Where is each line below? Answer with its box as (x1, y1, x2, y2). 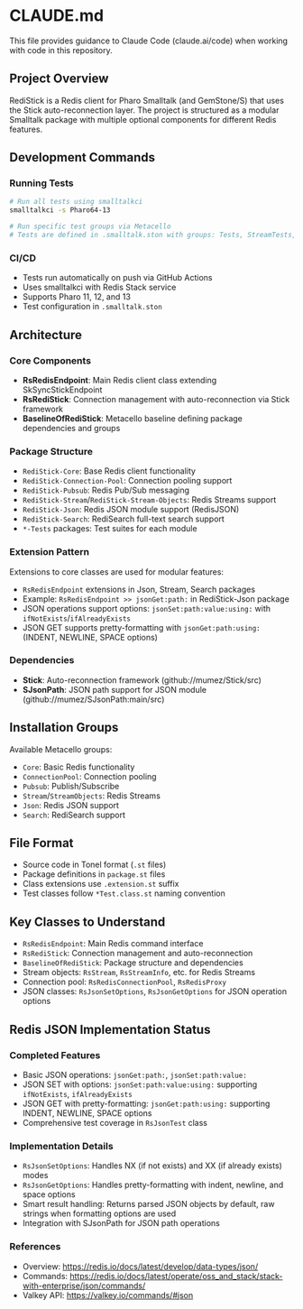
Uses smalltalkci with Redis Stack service (22, 281, 177, 293)
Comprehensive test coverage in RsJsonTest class (22, 1117, 208, 1128)
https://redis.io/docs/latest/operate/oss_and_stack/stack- (69, 1270, 283, 1281)
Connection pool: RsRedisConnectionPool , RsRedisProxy (22, 976, 227, 988)
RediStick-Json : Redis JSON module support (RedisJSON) (22, 504, 240, 515)
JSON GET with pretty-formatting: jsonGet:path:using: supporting (22, 1098, 271, 1109)
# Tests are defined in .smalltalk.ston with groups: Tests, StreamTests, (9, 231, 297, 240)
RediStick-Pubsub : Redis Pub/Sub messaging (22, 484, 190, 496)
